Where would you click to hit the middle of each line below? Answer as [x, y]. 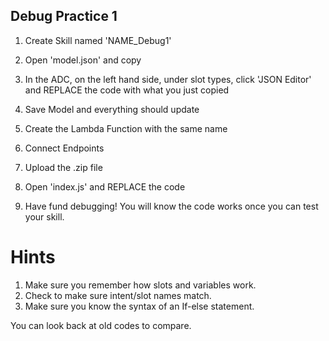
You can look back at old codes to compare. [101, 325]
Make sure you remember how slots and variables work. [140, 285]
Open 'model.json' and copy [83, 60]
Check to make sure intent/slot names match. [118, 295]
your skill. [44, 216]
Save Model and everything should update [112, 109]
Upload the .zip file [63, 167]
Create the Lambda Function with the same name [126, 128]
